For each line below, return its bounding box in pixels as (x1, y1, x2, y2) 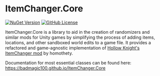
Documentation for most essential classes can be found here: (5, 60, 132, 66)
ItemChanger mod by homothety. (5, 50, 73, 56)
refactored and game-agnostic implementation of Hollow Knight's (5, 45, 140, 51)
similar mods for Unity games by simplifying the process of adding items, (5, 34, 156, 40)
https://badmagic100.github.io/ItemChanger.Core (5, 65, 106, 71)
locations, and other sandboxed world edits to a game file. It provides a (5, 39, 151, 45)
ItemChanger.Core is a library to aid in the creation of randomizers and (5, 29, 150, 35)
